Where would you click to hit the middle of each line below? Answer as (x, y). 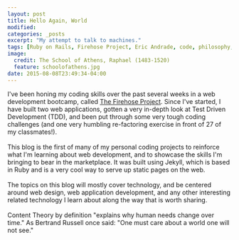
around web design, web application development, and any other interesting (119, 192)
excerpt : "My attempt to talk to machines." (74, 41)
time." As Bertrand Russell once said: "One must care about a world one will (118, 222)
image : (17, 54)
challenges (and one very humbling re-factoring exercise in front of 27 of (115, 124)
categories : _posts (36, 34)
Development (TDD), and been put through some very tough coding (107, 116)
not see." (21, 230)
